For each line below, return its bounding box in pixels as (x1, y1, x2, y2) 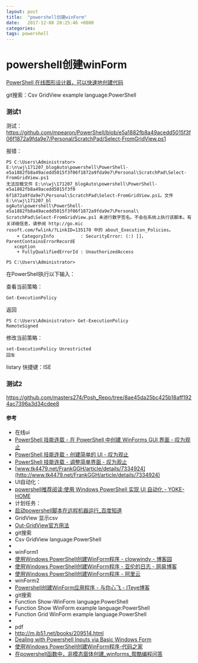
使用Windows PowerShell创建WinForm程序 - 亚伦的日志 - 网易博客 (14, 563, 177, 570)
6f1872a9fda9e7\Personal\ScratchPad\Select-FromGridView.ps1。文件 (6, 193, 174, 199)
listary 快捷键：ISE (6, 364, 52, 371)
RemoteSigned (6, 323, 39, 329)
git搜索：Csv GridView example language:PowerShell (6, 91, 136, 98)
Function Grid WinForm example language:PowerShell (14, 610, 147, 617)
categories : (6, 25, 36, 31)
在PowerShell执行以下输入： (6, 270, 75, 278)
